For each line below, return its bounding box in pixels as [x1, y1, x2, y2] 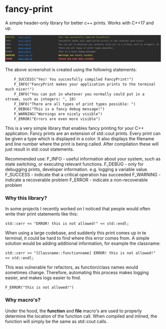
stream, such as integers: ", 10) [5, 97, 77, 102]
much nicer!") [5, 87, 35, 92]
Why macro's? [5, 296, 41, 303]
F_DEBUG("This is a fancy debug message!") [14, 107, 105, 112]
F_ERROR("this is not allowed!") [5, 285, 74, 290]
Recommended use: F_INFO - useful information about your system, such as [5, 156, 161, 162]
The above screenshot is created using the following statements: [5, 67, 137, 73]
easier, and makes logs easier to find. [5, 275, 82, 281]
